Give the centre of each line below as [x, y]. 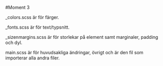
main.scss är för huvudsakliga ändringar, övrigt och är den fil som [74, 52]
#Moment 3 [17, 7]
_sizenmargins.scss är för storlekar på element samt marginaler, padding [82, 37]
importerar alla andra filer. [32, 58]
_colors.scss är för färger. [32, 17]
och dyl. [14, 42]
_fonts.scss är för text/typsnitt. [38, 27]
